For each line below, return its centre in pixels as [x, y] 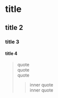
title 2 [14, 28]
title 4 [11, 54]
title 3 [12, 42]
